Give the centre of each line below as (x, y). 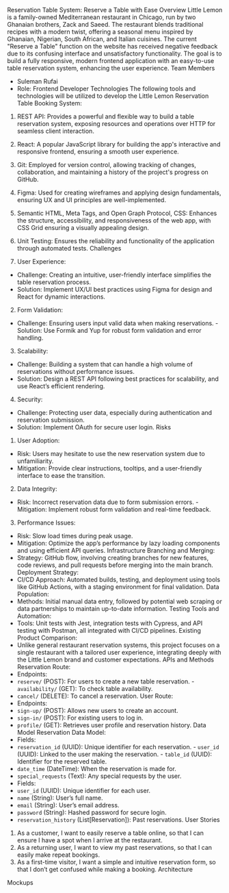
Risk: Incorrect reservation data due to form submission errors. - (108, 502)
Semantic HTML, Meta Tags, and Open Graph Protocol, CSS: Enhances (117, 213)
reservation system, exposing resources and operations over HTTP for (116, 124)
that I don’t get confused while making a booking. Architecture (105, 869)
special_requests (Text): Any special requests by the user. (99, 776)
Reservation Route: (44, 667)
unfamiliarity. (35, 461)
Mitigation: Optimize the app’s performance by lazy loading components (118, 543)
